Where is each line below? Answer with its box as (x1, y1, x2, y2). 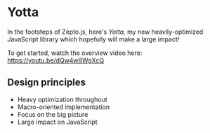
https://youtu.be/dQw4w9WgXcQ (7, 56, 104, 64)
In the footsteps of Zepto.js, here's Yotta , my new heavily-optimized (7, 27, 204, 36)
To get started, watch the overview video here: (7, 49, 143, 57)
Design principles (7, 77, 86, 89)
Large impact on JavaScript (17, 118, 98, 126)
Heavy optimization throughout (17, 95, 107, 103)
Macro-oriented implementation (17, 103, 110, 111)
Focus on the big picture (17, 110, 88, 118)
